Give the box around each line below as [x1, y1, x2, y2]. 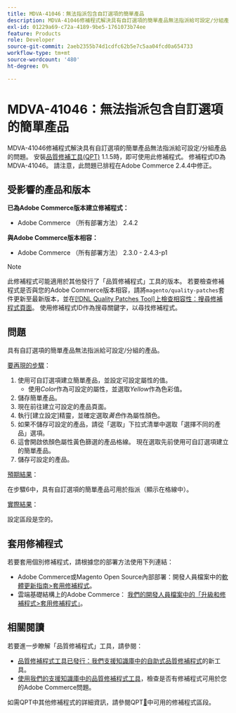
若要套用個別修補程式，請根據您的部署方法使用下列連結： [7, 557, 173, 566]
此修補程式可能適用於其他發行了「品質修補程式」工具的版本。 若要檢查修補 [7, 277, 225, 286]
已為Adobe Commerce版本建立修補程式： [7, 203, 129, 212]
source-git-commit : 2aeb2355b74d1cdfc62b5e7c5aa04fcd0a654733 [7, 43, 193, 50]
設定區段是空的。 [7, 515, 57, 524]
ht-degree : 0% [7, 63, 49, 70]
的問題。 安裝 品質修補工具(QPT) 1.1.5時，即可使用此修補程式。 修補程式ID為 [7, 152, 226, 160]
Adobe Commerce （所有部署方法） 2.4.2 [17, 219, 138, 227]
